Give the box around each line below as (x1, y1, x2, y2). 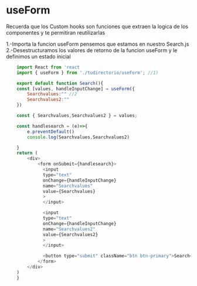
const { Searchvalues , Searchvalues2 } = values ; (16, 113, 138, 119)
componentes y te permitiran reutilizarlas (6, 29, 106, 36)
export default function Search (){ (16, 80, 104, 86)
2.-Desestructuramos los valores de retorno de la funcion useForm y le (6, 46, 178, 53)
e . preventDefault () (27, 128, 75, 135)
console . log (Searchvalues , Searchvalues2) (27, 134, 130, 140)
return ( (16, 150, 38, 156)
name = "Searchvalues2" (43, 226, 96, 232)
